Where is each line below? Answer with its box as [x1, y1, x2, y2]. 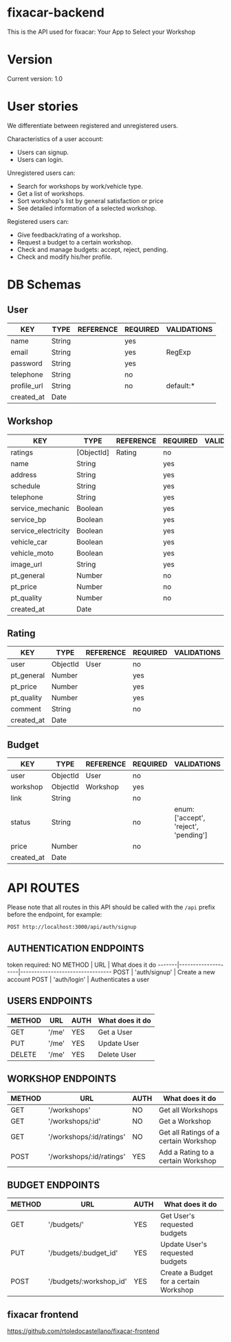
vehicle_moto [10, 548, 54, 558]
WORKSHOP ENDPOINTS [7, 1073, 117, 1085]
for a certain [160, 1277, 200, 1286]
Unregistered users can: [7, 169, 76, 177]
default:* [166, 381, 196, 390]
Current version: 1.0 [7, 74, 63, 83]
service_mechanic [10, 503, 70, 513]
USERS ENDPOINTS [7, 995, 93, 1007]
